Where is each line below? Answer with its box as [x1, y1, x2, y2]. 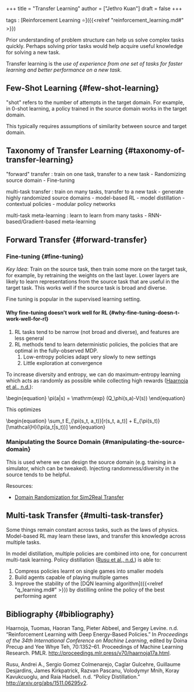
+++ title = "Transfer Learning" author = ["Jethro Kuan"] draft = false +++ [6, 5, 182, 12]
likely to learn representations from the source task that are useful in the [6, 278, 179, 285]
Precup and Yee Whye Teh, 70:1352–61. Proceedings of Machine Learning [6, 643, 184, 650]
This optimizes [6, 406, 41, 413]
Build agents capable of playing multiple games [14, 573, 129, 581]
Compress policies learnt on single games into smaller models [14, 567, 164, 574]
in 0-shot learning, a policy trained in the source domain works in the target [6, 105, 188, 112]
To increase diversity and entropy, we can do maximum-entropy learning [6, 371, 181, 378]
